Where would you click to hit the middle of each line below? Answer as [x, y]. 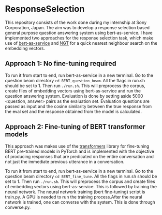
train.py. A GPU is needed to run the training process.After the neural [74, 197]
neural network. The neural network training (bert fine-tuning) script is [75, 192]
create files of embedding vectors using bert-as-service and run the [73, 90]
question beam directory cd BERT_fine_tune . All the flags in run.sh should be [81, 176]
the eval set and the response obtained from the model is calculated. [73, 111]
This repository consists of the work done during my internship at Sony [76, 22]
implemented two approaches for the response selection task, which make [79, 38]
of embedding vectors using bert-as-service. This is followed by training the [81, 186]
